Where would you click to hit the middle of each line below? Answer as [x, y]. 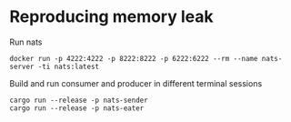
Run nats [26, 42]
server [22, 66]
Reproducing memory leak [111, 17]
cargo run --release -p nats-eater [77, 108]
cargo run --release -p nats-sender [79, 100]
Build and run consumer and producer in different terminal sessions [136, 83]
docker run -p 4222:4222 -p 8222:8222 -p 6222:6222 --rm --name [134, 58]
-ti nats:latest [69, 66]
